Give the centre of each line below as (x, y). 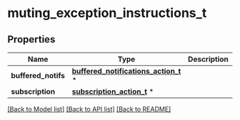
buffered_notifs (38, 76)
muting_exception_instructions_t (107, 13)
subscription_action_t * (113, 92)
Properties (31, 39)
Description (208, 59)
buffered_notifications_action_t (126, 71)
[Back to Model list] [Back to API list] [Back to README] (89, 109)
